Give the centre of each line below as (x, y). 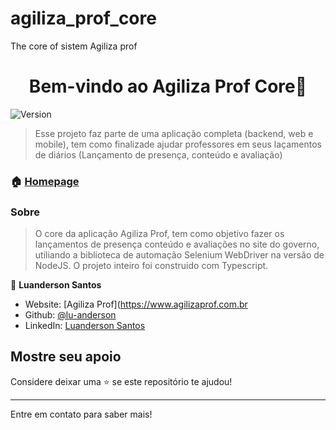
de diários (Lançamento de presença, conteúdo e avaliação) (158, 154)
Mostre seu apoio (66, 357)
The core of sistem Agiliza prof (74, 46)
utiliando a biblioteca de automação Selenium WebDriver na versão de (179, 255)
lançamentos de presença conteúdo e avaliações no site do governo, (177, 244)
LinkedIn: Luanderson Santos (85, 326)
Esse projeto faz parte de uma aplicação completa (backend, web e (174, 133)
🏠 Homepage (45, 181)
